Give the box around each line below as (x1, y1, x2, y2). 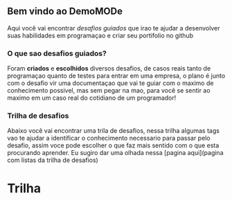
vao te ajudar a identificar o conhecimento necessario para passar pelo (7, 134, 211, 143)
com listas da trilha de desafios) (7, 156, 98, 165)
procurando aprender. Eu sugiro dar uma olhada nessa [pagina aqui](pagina (7, 149, 224, 157)
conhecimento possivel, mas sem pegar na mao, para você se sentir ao (7, 87, 211, 95)
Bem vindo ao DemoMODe (7, 6, 123, 17)
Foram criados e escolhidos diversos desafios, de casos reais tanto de (7, 64, 211, 73)
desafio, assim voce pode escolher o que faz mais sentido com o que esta (7, 141, 220, 149)
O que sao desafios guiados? (7, 48, 107, 58)
